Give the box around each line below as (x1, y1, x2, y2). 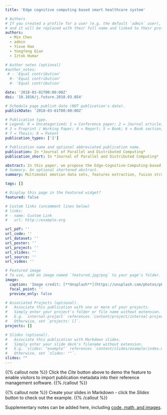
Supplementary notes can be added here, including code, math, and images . (5, 404, 162, 410)
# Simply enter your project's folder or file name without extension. (5, 309, 162, 314)
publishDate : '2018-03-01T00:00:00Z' (5, 108, 83, 113)
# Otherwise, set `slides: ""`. (5, 351, 77, 356)
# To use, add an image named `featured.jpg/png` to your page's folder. (5, 273, 162, 278)
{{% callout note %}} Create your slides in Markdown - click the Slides (5, 389, 149, 395)
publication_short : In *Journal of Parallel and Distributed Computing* (5, 154, 159, 159)
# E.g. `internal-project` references (5, 314, 90, 319)
